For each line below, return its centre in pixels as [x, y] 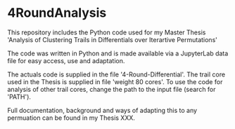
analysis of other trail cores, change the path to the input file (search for [112, 89]
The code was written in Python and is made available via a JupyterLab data [118, 53]
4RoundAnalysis [57, 13]
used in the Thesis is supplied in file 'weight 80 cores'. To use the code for [115, 81]
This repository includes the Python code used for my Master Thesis [107, 32]
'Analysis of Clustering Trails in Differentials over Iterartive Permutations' [113, 39]
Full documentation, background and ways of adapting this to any [102, 110]
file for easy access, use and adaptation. [66, 60]
